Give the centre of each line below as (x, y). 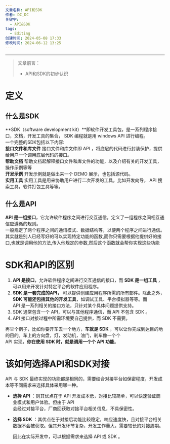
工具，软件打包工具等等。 (36, 186)
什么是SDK (22, 116)
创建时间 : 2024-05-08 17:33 (33, 39)
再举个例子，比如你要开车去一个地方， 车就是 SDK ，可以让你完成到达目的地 (84, 329)
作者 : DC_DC (17, 15)
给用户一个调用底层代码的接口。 (38, 155)
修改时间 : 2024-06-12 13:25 (33, 43)
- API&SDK (20, 24)
